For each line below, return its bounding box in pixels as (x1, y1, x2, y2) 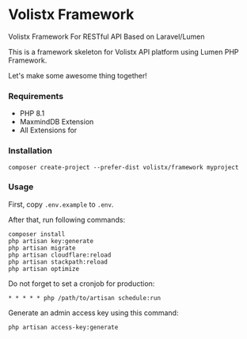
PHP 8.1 (19, 109, 45, 118)
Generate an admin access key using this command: (8, 307, 179, 318)
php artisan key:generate (8, 237, 93, 245)
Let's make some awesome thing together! (8, 70, 148, 80)
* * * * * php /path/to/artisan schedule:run (8, 294, 161, 302)
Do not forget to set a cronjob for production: (8, 279, 155, 288)
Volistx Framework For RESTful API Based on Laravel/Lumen (8, 32, 205, 41)
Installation (8, 145, 53, 156)
